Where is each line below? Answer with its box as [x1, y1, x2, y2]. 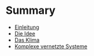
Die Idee [14, 30, 36, 37]
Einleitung [14, 23, 40, 31]
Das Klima [14, 36, 40, 43]
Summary [5, 4, 55, 17]
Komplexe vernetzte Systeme [14, 43, 88, 50]
